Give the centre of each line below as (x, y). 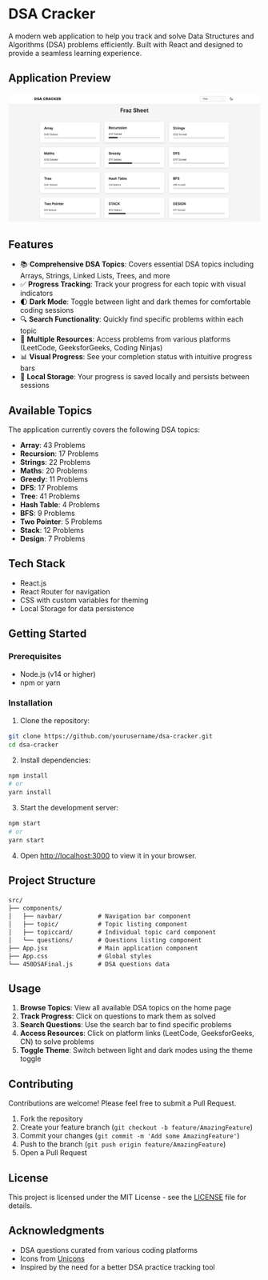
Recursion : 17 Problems (59, 454)
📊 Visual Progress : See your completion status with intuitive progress (136, 357)
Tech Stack (37, 564)
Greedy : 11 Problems (54, 479)
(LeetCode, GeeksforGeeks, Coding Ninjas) (91, 348)
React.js (33, 583)
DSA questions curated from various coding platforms (109, 1250)
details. (20, 1206)
